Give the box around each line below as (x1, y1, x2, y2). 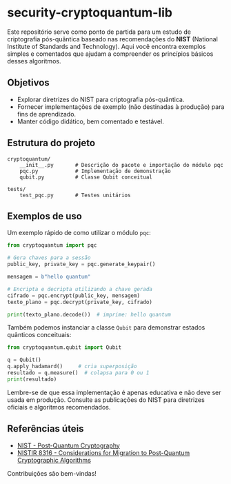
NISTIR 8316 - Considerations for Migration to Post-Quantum (17, 448, 190, 456)
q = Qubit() (7, 356, 41, 363)
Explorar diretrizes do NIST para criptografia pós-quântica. (17, 95, 185, 103)
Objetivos (7, 77, 50, 89)
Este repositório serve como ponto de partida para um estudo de (7, 28, 192, 36)
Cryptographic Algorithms (17, 456, 92, 464)
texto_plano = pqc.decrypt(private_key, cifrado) (7, 299, 153, 305)
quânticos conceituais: (7, 331, 72, 339)
